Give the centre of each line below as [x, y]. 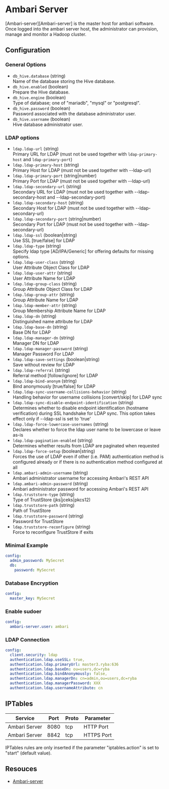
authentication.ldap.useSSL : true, [47, 659]
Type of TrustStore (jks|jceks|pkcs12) [52, 500]
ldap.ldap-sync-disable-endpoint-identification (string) [73, 402]
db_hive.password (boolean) [41, 108]
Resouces [21, 769]
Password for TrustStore [38, 521]
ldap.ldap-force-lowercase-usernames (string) [60, 424]
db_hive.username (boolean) [41, 119]
